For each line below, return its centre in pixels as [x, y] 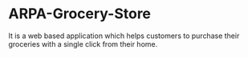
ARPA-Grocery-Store [79, 14]
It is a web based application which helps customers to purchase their [124, 36]
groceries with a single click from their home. [83, 44]
